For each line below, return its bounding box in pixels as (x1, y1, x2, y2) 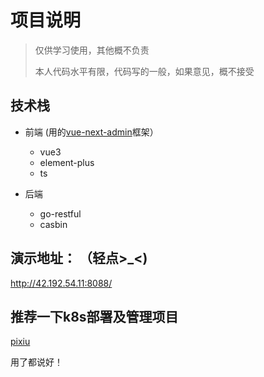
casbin (39, 218, 68, 230)
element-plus (39, 156, 95, 168)
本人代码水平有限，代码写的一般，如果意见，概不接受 (34, 65, 255, 77)
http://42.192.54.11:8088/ (10, 277, 113, 289)
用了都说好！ (10, 356, 63, 368)
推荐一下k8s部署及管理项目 (10, 308, 179, 325)
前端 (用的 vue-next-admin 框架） (24, 126, 159, 138)
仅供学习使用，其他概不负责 (34, 44, 150, 56)
